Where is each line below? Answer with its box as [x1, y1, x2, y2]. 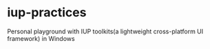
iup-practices [7, 5, 87, 20]
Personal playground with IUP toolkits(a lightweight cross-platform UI [7, 27, 204, 35]
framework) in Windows [7, 34, 75, 42]
